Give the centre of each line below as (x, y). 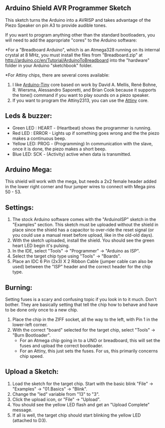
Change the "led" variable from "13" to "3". (56, 394)
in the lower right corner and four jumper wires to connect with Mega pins (80, 187)
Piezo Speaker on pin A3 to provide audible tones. (56, 25)
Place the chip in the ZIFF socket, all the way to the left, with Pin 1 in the (85, 320)
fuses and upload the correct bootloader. (62, 346)
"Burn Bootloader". (31, 335)
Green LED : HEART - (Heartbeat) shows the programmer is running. (82, 128)
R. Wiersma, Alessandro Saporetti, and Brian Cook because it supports (84, 90)
